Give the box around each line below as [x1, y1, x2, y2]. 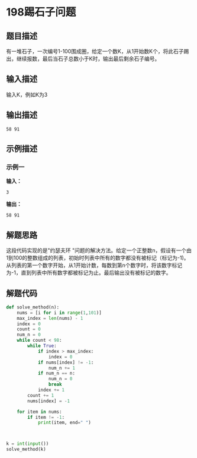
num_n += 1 [48, 365, 76, 371]
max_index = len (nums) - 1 [17, 315, 83, 321]
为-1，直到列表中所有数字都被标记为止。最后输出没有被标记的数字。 [6, 269, 172, 276]
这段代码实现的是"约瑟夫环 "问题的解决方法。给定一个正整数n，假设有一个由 [6, 247, 192, 254]
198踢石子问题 [6, 5, 76, 19]
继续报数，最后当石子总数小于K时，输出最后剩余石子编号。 [16, 55, 160, 62]
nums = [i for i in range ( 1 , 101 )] [17, 310, 102, 316]
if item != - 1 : [27, 414, 65, 420]
